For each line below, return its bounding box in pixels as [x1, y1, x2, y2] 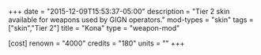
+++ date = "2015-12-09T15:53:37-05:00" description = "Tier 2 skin [8, 7, 230, 16]
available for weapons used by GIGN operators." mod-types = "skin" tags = [8, 15, 255, 24]
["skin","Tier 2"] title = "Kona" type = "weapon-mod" [8, 24, 180, 32]
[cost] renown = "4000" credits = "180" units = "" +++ [8, 38, 185, 48]
